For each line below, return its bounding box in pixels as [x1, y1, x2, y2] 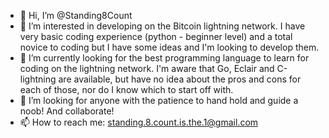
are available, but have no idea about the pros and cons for [58, 73, 302, 85]
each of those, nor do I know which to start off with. [19, 84, 234, 95]
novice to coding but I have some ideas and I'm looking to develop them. [19, 41, 320, 53]
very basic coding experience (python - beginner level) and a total [19, 31, 293, 42]
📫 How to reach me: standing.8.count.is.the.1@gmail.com [19, 116, 259, 128]
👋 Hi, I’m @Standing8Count [19, 10, 133, 21]
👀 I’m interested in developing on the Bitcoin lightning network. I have [19, 20, 306, 32]
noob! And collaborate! [19, 105, 115, 117]
